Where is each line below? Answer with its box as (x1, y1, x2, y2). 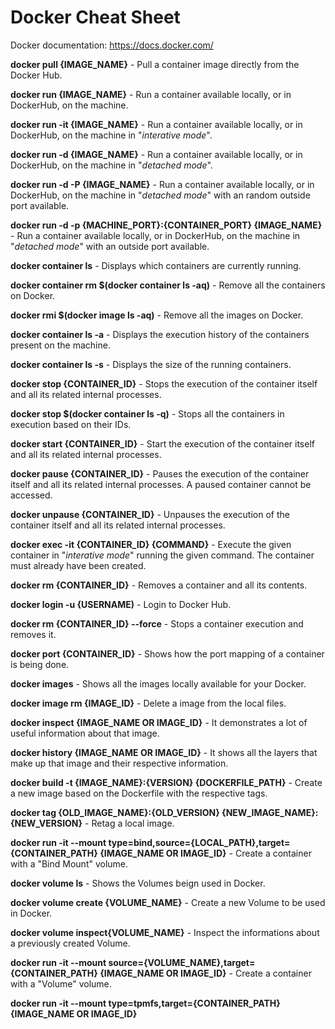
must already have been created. (10, 559, 147, 571)
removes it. (10, 628, 57, 640)
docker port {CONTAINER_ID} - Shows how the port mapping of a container (10, 647, 325, 660)
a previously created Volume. (10, 937, 131, 949)
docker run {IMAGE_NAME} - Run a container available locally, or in (10, 88, 292, 100)
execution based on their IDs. (10, 418, 132, 430)
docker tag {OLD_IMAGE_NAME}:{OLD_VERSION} (10, 806, 220, 818)
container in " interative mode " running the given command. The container (10, 549, 315, 561)
